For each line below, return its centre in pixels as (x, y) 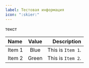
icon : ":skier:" (22, 15)
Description (67, 41)
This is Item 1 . (64, 50)
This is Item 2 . (64, 58)
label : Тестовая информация (35, 10)
